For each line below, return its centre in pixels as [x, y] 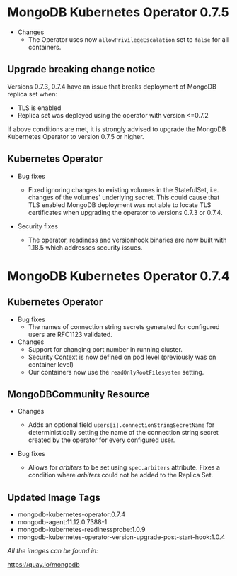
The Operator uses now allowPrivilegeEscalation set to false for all [128, 39]
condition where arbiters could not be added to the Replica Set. [121, 475]
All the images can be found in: [53, 551]
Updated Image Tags [54, 497]
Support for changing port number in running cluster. [105, 349]
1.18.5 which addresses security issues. [85, 247]
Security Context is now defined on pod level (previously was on [122, 357]
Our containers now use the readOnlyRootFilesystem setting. [116, 372]
